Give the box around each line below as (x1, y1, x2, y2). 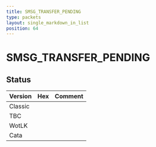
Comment (54, 92, 83, 101)
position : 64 (6, 25, 39, 32)
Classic (9, 102, 30, 111)
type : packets (6, 14, 42, 20)
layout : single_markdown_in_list (6, 20, 89, 26)
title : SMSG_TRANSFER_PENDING (6, 8, 82, 15)
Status (6, 74, 32, 85)
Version (9, 92, 32, 101)
